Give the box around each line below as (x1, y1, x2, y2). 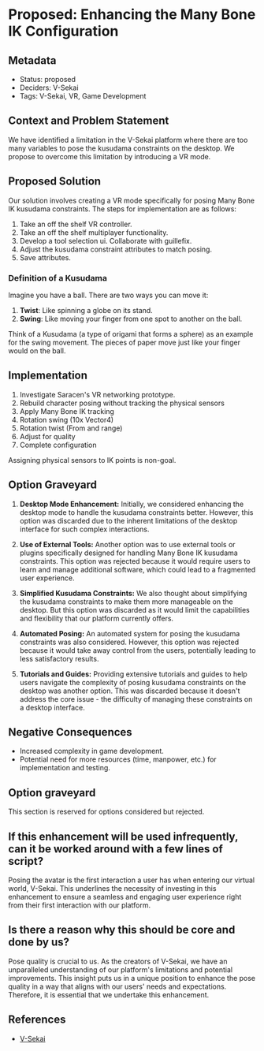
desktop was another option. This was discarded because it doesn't (19, 686, 240, 695)
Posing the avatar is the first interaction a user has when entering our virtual (8, 875, 255, 885)
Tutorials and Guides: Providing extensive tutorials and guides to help (19, 669, 248, 679)
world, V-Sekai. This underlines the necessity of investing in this (8, 883, 217, 893)
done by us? (8, 936, 69, 949)
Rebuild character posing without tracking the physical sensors (19, 398, 225, 408)
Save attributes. (19, 252, 71, 262)
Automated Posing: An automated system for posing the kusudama (19, 628, 240, 638)
